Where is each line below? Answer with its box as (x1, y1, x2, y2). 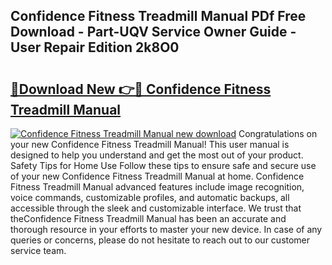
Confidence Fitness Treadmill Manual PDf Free (10, 8, 307, 25)
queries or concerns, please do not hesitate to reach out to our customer (10, 234, 311, 246)
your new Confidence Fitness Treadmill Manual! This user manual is (10, 139, 290, 150)
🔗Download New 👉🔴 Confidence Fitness (10, 80, 272, 98)
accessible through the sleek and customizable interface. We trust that (10, 202, 302, 214)
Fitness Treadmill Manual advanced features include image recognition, (10, 181, 305, 193)
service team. (10, 245, 67, 256)
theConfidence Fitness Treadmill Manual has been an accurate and (10, 213, 287, 224)
